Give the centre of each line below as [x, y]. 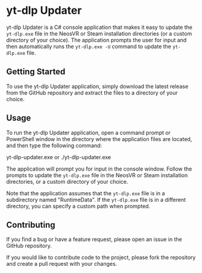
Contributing [31, 224]
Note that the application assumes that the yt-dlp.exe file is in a [86, 193]
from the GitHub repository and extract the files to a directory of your [92, 93]
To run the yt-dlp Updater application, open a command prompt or [88, 133]
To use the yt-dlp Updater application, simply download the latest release [97, 86]
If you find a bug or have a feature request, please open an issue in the [94, 239]
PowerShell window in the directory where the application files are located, [99, 139]
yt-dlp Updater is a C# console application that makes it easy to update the [99, 27]
